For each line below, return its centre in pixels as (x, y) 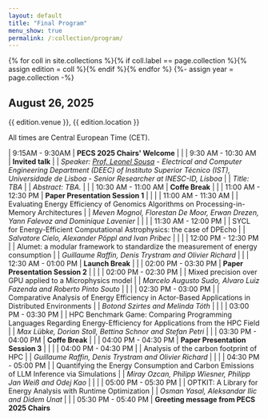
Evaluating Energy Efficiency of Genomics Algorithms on (101, 204)
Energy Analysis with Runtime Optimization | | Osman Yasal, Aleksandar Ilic (133, 391)
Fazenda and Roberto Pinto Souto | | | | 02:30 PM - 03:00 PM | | (114, 289)
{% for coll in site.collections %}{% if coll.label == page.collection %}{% (128, 61)
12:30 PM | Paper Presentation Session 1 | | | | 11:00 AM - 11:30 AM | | (123, 196)
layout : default (35, 16)
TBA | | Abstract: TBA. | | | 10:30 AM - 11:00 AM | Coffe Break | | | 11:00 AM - (134, 187)
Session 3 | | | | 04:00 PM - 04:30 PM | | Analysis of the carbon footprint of (133, 349)
